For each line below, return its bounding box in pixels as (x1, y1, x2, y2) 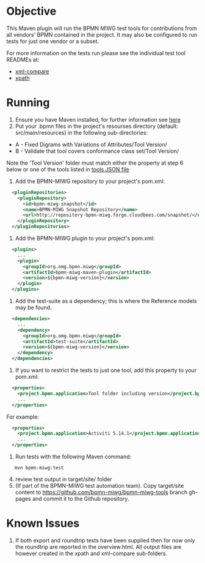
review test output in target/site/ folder (15, 475, 112, 483)
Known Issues (6, 516, 80, 531)
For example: (6, 413, 40, 420)
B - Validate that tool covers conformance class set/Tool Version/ (15, 147, 179, 154)
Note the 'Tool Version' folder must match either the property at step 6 (6, 159, 184, 166)
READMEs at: (6, 56, 40, 63)
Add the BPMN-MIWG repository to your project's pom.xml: (15, 177, 165, 185)
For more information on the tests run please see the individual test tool (6, 49, 186, 56)
